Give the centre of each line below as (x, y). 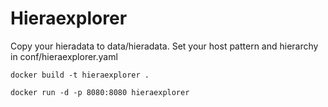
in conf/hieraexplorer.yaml (64, 56)
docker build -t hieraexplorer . (80, 75)
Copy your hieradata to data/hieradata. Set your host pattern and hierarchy (164, 46)
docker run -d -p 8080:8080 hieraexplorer (100, 92)
